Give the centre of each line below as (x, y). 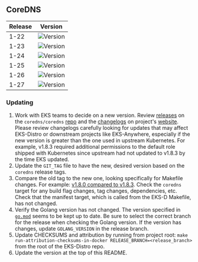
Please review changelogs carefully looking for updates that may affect (101, 128)
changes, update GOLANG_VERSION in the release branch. (82, 229)
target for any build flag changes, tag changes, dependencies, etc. (96, 191)
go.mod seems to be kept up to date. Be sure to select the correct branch (103, 216)
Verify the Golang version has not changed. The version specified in (98, 210)
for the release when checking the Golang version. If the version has (98, 222)
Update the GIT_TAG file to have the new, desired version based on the (100, 166)
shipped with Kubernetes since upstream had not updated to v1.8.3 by (100, 153)
